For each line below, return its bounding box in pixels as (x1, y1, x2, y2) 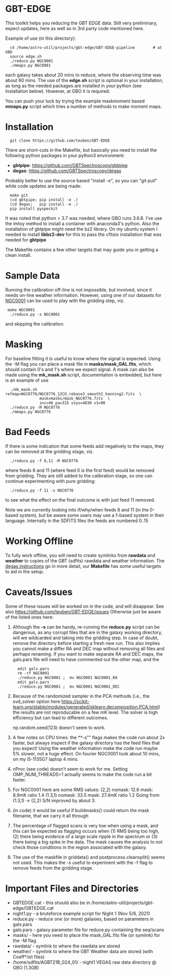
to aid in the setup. (5, 568, 45, 575)
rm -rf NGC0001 (17, 670, 50, 675)
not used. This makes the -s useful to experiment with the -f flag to (12, 859, 153, 865)
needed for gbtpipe (5, 236, 47, 242)
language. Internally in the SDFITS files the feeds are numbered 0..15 (5, 518, 149, 524)
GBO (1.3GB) (12, 964, 39, 970)
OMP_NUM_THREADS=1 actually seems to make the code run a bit (12, 771, 152, 777)
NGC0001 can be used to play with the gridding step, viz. (5, 297, 125, 304)
